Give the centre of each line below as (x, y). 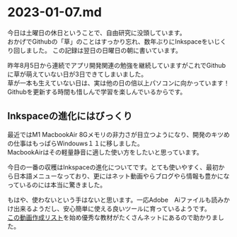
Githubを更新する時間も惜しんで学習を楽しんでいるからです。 (97, 92)
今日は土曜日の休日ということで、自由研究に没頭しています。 (97, 32)
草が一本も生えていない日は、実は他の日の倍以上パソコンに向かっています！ (118, 83)
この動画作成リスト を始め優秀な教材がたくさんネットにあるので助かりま (112, 217)
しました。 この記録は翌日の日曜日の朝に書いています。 (101, 50)
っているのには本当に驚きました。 (57, 185)
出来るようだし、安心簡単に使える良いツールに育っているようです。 (112, 208)
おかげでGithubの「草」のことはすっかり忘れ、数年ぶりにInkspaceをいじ (114, 41)
